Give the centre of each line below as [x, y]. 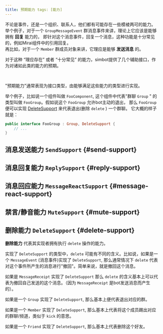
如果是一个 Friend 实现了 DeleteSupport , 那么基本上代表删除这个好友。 [76, 326]
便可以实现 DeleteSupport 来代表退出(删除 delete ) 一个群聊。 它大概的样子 [81, 108]
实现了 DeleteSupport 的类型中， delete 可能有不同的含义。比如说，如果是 [79, 254]
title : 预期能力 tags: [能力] [34, 10]
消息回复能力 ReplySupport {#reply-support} [73, 168]
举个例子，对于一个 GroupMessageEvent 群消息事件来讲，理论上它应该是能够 [81, 31]
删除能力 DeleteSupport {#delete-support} [70, 230]
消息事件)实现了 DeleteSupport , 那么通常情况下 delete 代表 [99, 260]
